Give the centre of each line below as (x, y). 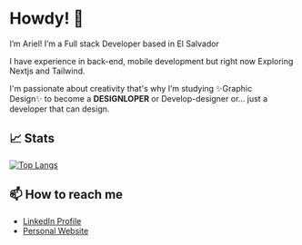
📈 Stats (32, 138)
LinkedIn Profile (52, 220)
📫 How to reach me (66, 195)
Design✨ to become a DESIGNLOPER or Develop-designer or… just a (139, 98)
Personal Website (55, 230)
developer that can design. (60, 109)
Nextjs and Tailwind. (47, 71)
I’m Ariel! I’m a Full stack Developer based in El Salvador (115, 44)
